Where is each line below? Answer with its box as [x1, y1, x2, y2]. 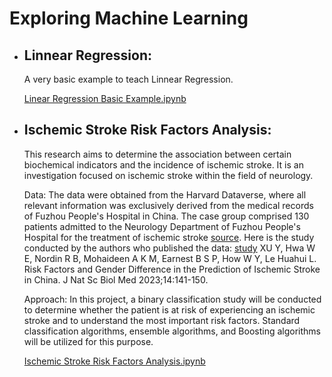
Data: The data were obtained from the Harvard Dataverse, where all [23, 188, 307, 201]
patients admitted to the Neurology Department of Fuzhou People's [23, 220, 301, 232]
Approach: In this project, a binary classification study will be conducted [23, 293, 322, 305]
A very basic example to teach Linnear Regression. [23, 73, 234, 85]
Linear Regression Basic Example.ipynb [23, 93, 187, 104]
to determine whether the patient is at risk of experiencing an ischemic [23, 303, 316, 316]
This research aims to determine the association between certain [23, 148, 292, 160]
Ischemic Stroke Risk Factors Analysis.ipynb [23, 355, 206, 367]
